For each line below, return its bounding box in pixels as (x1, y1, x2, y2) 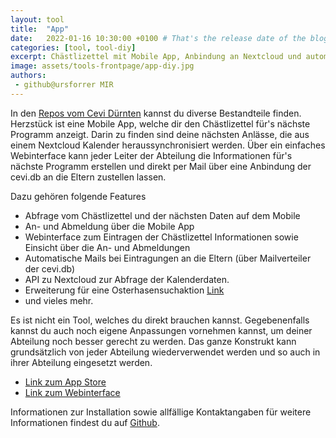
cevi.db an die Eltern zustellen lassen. (10, 171, 167, 183)
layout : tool (10, 14, 65, 25)
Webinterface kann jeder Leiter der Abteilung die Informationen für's (10, 149, 293, 161)
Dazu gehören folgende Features (10, 190, 147, 202)
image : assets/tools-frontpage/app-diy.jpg (10, 61, 195, 71)
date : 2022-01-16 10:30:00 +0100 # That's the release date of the (10, 33, 307, 43)
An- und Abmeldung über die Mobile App (24, 220, 195, 232)
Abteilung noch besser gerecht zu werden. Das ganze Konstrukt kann (10, 335, 297, 347)
